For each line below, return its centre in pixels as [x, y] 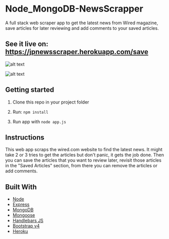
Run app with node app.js [39, 121]
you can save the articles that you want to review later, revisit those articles [83, 160]
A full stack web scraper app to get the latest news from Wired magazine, [82, 23]
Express [21, 205]
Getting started [30, 90]
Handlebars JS [28, 221]
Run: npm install [31, 112]
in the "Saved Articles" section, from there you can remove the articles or [81, 166]
